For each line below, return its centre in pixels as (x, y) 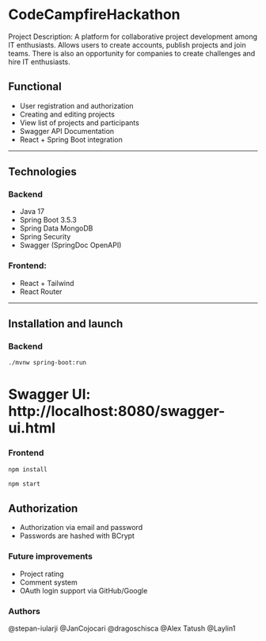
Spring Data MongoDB (56, 228)
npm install (28, 469)
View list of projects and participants (80, 122)
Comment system (48, 582)
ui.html (32, 428)
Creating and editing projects (67, 114)
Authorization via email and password (81, 528)
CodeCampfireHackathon (94, 15)
